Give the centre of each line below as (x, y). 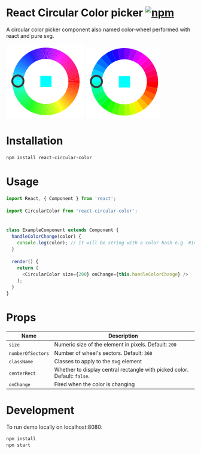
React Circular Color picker (75, 13)
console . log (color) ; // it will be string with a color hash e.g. (101, 243)
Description (124, 336)
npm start (19, 445)
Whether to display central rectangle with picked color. (121, 370)
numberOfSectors (29, 353)
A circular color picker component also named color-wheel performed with (98, 29)
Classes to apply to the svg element (98, 361)
